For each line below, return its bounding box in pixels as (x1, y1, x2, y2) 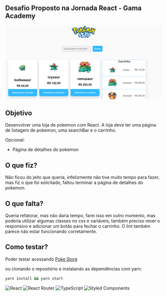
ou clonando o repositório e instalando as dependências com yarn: (5, 266, 142, 272)
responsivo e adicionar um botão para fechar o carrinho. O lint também (5, 223, 151, 229)
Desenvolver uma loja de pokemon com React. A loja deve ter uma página (5, 122, 157, 128)
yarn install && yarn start (5, 276, 64, 281)
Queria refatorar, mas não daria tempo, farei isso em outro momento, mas (5, 212, 156, 218)
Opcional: (5, 137, 25, 143)
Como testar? (5, 243, 48, 251)
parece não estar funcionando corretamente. (5, 228, 97, 234)
